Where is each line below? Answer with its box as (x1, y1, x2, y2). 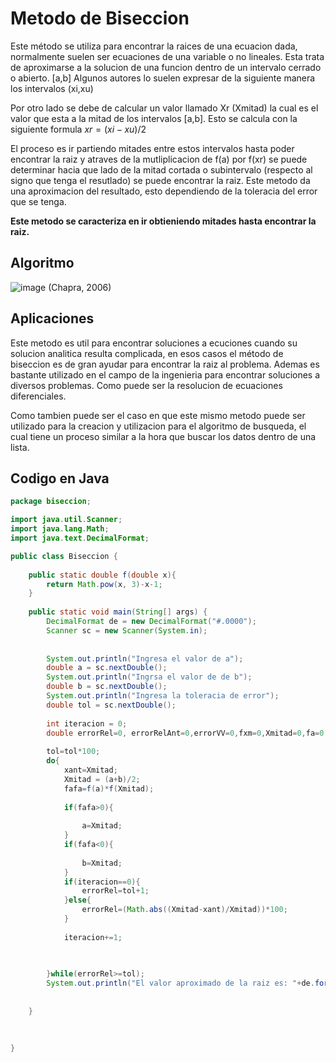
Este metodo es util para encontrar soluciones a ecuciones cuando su (10, 337, 298, 349)
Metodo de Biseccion (10, 7, 190, 30)
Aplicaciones (10, 310, 95, 327)
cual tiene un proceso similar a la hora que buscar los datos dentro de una (10, 430, 317, 442)
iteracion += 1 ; (63, 932, 123, 942)
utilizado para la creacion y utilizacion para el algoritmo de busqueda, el (10, 420, 307, 432)
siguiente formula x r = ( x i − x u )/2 (10, 123, 147, 135)
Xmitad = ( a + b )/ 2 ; (63, 774, 141, 784)
